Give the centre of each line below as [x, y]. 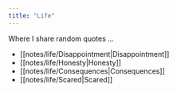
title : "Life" [32, 16]
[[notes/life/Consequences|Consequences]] [92, 71]
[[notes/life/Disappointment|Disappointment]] [94, 54]
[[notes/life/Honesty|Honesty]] [71, 62]
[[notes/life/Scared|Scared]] [66, 79]
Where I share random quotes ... [61, 38]
